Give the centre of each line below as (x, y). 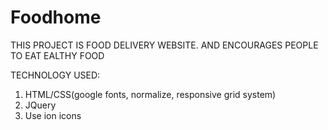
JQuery (40, 105)
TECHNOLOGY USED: (55, 75)
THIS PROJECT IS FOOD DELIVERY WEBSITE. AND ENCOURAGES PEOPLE (164, 45)
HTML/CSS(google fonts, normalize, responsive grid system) (150, 94)
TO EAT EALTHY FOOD (57, 55)
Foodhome (56, 17)
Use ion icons (53, 115)
